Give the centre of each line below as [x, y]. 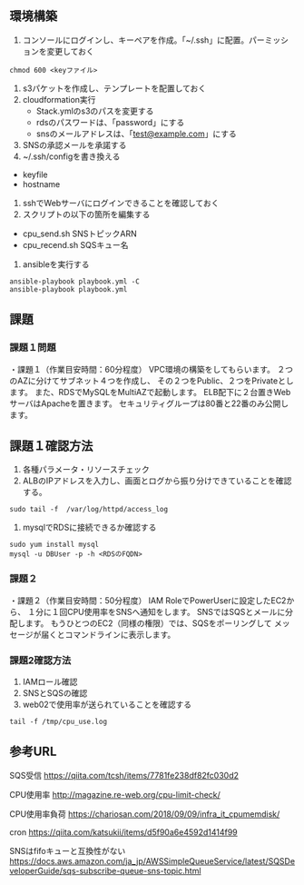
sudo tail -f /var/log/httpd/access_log [89, 510]
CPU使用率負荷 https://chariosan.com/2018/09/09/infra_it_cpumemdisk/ [145, 814]
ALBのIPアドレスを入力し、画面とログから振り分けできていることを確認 [157, 481]
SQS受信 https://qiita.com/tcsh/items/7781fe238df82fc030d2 [124, 775]
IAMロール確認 [50, 681]
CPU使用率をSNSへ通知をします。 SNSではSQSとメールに [176, 612]
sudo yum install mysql [54, 545]
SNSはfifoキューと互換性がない [68, 850]
